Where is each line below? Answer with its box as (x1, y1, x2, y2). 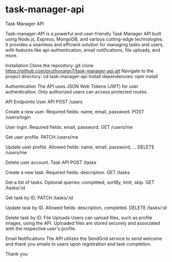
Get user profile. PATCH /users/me (5, 134, 79, 140)
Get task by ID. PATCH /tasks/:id (5, 194, 73, 201)
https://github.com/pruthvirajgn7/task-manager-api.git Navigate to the (5, 68, 154, 74)
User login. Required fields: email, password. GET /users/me (5, 124, 133, 130)
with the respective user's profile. (5, 225, 77, 232)
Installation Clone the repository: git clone (5, 62, 94, 68)
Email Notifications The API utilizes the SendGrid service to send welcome (5, 235, 163, 241)
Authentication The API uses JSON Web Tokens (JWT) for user (5, 83, 139, 89)
